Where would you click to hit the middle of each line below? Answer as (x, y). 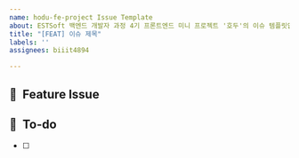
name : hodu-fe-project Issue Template (81, 17)
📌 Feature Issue (54, 94)
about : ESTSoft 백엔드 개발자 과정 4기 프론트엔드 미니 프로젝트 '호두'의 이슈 (137, 26)
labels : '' (29, 42)
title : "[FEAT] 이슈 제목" (56, 34)
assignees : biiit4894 (49, 51)
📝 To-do (33, 124)
